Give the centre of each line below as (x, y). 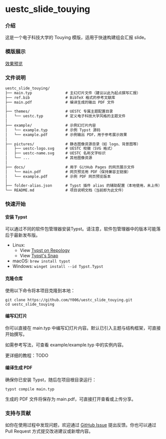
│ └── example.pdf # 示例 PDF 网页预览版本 (58, 176)
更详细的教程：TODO (27, 355)
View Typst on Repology (45, 250)
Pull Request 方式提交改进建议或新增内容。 (49, 431)
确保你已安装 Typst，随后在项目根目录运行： (51, 380)
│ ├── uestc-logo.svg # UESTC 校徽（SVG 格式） (60, 149)
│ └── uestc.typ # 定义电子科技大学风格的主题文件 (65, 116)
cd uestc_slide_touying (30, 304)
